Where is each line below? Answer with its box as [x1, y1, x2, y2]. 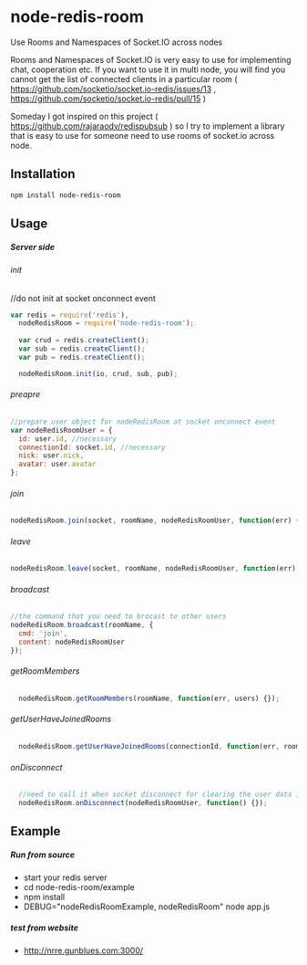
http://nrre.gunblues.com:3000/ [23, 945, 144, 956]
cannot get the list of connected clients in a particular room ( [10, 73, 238, 84]
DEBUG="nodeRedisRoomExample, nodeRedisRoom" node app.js [23, 901, 271, 912]
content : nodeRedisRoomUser [18, 637, 126, 647]
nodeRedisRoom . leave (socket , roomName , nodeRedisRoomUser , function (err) [10, 564, 297, 573]
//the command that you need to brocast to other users [10, 612, 227, 622]
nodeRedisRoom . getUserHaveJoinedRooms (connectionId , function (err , [18, 742, 281, 751]
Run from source [10, 849, 76, 860]
